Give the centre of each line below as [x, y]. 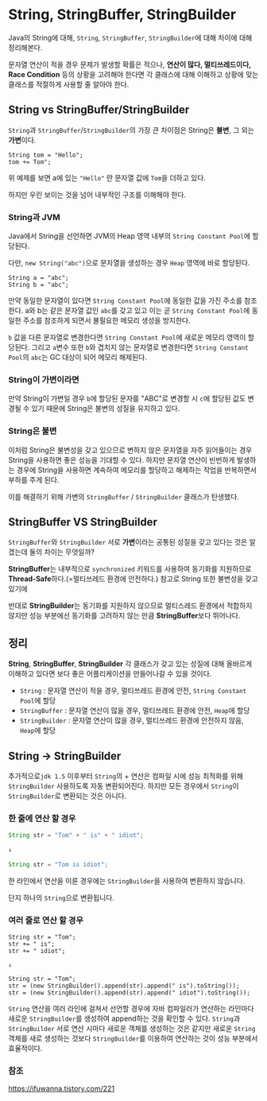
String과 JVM [35, 217]
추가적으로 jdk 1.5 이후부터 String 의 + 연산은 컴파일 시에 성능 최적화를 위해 [126, 776]
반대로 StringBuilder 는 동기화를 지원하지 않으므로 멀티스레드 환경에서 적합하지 [130, 606]
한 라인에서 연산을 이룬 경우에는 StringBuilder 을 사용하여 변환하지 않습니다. [127, 881]
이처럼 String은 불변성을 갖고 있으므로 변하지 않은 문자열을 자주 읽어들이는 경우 [130, 450]
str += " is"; [32, 944]
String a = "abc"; [39, 278]
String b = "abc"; [39, 285]
